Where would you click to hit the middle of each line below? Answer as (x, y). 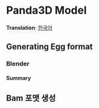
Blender (18, 64)
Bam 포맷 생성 (31, 98)
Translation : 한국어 (29, 27)
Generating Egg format (49, 47)
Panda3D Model (47, 10)
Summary (18, 78)
